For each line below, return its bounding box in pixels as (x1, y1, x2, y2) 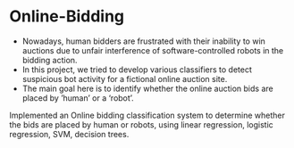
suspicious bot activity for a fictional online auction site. (21, 73, 228, 84)
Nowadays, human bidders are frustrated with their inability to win (21, 36, 266, 46)
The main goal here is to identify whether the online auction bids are (21, 83, 274, 94)
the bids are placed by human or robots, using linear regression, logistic (9, 119, 274, 130)
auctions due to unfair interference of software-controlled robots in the (21, 45, 284, 55)
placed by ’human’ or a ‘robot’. (21, 92, 134, 103)
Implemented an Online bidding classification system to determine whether (9, 110, 286, 120)
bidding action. (21, 54, 78, 65)
